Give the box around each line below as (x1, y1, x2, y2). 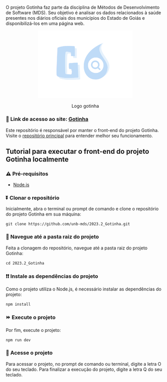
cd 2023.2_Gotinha (6, 261, 44, 266)
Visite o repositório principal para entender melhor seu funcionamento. (6, 133, 153, 139)
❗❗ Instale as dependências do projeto (6, 273, 98, 280)
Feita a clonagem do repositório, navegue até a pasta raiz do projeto (6, 245, 148, 251)
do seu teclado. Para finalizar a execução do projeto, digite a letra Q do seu (6, 366, 162, 372)
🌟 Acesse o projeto (6, 349, 53, 356)
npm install (6, 302, 31, 307)
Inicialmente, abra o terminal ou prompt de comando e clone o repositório (6, 206, 159, 212)
